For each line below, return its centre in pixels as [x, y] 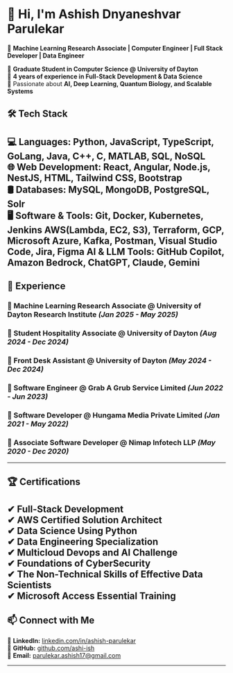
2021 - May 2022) [38, 424]
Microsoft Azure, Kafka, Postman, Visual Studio [112, 241]
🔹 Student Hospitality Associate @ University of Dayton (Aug [112, 333]
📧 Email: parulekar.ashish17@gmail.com [64, 655]
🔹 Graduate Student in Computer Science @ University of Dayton [103, 69]
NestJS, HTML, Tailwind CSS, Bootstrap [95, 177]
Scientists [29, 585]
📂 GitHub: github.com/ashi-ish [51, 648]
